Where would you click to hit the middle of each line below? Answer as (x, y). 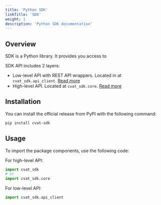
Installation (23, 102)
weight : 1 (15, 19)
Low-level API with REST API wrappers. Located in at (67, 75)
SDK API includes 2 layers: (32, 66)
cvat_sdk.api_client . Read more (46, 81)
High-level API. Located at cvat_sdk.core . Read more (67, 86)
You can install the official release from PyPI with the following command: (81, 113)
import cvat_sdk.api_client (34, 197)
